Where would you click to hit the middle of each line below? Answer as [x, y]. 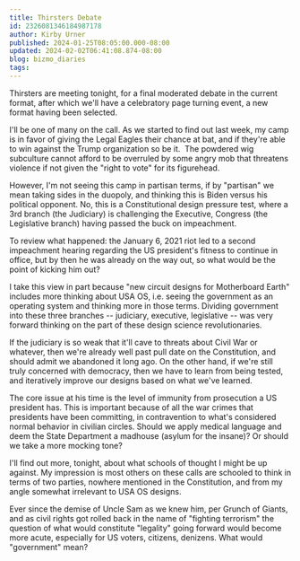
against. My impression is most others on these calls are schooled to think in [150, 472]
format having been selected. [64, 112]
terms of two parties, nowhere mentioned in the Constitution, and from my [146, 482]
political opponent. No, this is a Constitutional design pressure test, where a [149, 204]
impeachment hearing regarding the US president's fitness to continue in [144, 250]
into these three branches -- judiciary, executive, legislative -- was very [141, 315]
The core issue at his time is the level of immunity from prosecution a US [143, 398]
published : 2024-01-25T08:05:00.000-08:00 [90, 43]
